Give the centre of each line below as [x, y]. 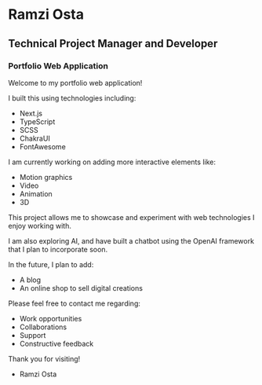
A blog [30, 280]
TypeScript [37, 121]
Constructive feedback [56, 343]
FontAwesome [43, 146]
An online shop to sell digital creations [81, 288]
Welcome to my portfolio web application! [75, 82]
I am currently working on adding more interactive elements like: [112, 162]
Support [33, 335]
